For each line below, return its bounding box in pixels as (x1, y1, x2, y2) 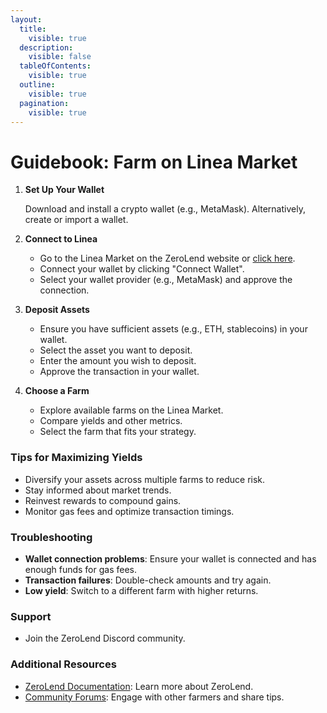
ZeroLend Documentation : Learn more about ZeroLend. (24, 680, 254, 692)
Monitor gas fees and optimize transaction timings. (24, 505, 235, 517)
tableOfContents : (19, 61, 92, 71)
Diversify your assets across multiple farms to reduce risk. (24, 473, 266, 485)
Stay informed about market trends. (24, 484, 172, 496)
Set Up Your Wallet (24, 184, 105, 196)
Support (10, 609, 52, 623)
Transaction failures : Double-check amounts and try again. (24, 574, 272, 586)
